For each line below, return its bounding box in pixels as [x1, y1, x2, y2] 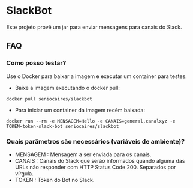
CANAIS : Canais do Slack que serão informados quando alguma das [14, 157, 185, 164]
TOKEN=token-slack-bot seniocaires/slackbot [6, 123, 119, 129]
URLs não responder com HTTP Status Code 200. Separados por [14, 163, 176, 171]
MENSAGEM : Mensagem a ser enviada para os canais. [14, 151, 152, 158]
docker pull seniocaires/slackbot [6, 96, 93, 102]
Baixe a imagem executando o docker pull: [14, 84, 120, 91]
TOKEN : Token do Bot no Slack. [14, 176, 95, 183]
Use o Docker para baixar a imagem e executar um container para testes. [6, 73, 187, 80]
